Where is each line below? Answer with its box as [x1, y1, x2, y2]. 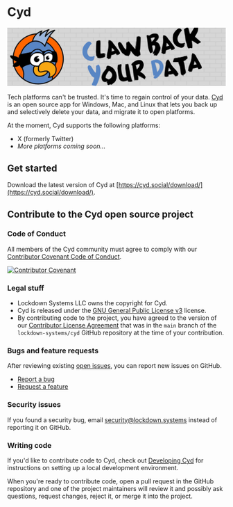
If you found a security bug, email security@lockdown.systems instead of [7, 415, 217, 424]
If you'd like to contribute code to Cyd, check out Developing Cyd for [7, 456, 204, 465]
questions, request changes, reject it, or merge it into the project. [7, 492, 193, 500]
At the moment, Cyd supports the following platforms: [7, 121, 161, 129]
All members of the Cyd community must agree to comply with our [7, 245, 198, 253]
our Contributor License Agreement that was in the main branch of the [17, 321, 217, 330]
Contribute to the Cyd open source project [7, 208, 194, 220]
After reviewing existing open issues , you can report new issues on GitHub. [7, 362, 222, 370]
